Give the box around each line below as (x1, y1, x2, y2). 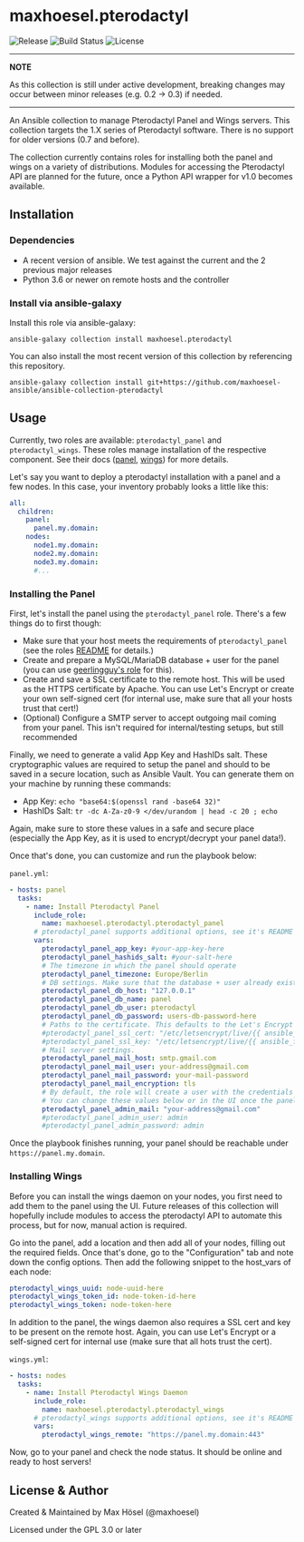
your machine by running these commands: (9, 777, 172, 789)
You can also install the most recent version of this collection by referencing (9, 350, 292, 361)
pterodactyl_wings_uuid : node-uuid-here (9, 1283, 165, 1293)
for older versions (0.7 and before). (9, 133, 140, 145)
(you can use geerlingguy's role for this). (22, 664, 175, 675)
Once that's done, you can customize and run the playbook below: (9, 850, 258, 861)
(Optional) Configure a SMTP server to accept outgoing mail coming (22, 712, 277, 723)
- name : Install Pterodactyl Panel (25, 902, 160, 912)
